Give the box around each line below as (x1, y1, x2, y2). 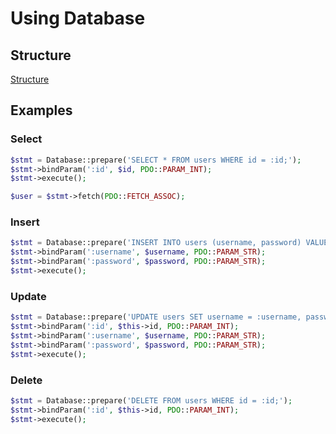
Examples (10, 102, 73, 119)
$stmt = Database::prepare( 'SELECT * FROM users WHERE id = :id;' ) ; (10, 155, 302, 165)
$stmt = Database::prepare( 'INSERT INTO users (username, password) (10, 238, 302, 248)
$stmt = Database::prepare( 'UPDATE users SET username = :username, (10, 312, 302, 322)
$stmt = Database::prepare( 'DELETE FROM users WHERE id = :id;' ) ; (10, 395, 293, 406)
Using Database (10, 7, 146, 30)
